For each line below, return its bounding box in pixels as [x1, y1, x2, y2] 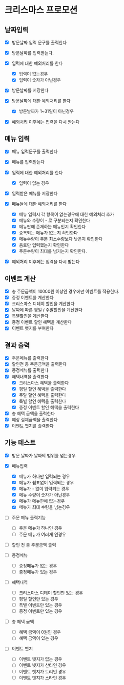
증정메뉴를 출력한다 [11, 367, 49, 373]
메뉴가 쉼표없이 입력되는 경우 [19, 480, 74, 486]
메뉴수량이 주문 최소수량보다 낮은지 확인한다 [19, 236, 103, 242]
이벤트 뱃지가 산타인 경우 [19, 662, 66, 668]
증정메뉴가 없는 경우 [19, 563, 57, 569]
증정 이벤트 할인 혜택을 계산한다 [11, 319, 72, 325]
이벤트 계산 [4, 274, 36, 283]
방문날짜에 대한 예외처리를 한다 [11, 98, 71, 104]
